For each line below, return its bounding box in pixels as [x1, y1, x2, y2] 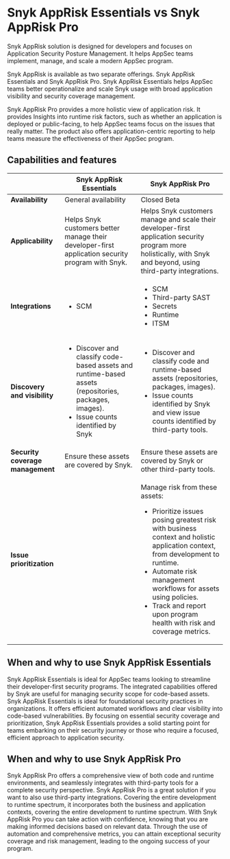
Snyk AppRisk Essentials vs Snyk [7, 5, 200, 21]
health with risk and [152, 618, 216, 628]
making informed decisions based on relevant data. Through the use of [7, 823, 207, 831]
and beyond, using [140, 257, 201, 267]
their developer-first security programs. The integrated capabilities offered [7, 682, 218, 691]
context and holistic [152, 532, 216, 542]
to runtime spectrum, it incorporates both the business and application [7, 801, 206, 809]
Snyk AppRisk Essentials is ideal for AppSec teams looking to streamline [7, 675, 211, 683]
